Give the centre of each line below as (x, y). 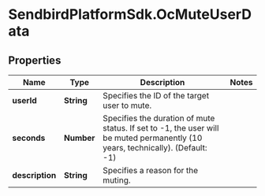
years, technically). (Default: (155, 148)
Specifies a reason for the (150, 170)
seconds (29, 138)
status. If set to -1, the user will (160, 128)
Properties (35, 60)
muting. (117, 180)
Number (79, 138)
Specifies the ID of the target (156, 96)
